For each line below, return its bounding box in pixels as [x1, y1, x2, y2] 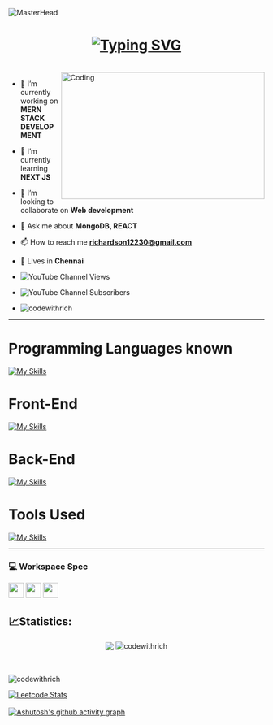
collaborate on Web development [19, 205, 134, 215]
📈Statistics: [8, 614, 72, 629]
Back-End [8, 450, 76, 468]
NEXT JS [19, 171, 51, 182]
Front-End [8, 395, 79, 414]
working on [19, 96, 58, 106]
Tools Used [8, 505, 86, 523]
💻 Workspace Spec [8, 561, 89, 572]
